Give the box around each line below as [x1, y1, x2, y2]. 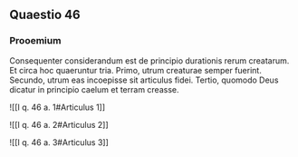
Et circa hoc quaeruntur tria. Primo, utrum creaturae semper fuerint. [9, 64, 263, 75]
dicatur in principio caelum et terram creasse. [9, 83, 179, 94]
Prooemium [9, 34, 62, 47]
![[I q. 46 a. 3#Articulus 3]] [9, 136, 109, 148]
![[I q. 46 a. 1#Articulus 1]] [9, 102, 106, 113]
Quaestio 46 [9, 7, 81, 23]
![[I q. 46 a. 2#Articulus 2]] [9, 119, 109, 130]
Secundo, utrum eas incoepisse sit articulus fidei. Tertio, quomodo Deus [9, 74, 279, 85]
